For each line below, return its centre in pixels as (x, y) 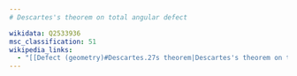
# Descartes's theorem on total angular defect (99, 17)
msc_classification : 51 (53, 42)
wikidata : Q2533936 (45, 33)
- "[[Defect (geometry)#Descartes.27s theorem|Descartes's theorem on (150, 58)
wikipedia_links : (41, 49)
